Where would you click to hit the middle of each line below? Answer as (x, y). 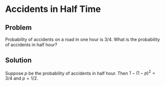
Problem (19, 28)
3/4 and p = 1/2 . (22, 79)
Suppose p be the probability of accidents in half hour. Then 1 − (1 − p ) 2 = (80, 73)
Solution (18, 60)
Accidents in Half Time (53, 9)
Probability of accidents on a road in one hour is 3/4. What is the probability (82, 39)
